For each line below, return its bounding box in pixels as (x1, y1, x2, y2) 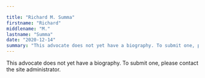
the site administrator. (6, 66, 61, 73)
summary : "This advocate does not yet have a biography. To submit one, (6, 43, 195, 49)
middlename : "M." (6, 26, 51, 32)
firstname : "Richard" (6, 19, 62, 26)
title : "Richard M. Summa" (6, 14, 75, 20)
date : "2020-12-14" (6, 37, 56, 43)
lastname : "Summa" (6, 31, 53, 37)
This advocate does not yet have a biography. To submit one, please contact (6, 59, 199, 66)
